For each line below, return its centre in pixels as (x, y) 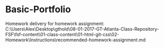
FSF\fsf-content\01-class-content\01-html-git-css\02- (62, 34)
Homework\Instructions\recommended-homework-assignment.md (76, 40)
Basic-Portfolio (38, 9)
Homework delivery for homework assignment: (55, 23)
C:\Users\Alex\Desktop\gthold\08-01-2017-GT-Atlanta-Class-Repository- (82, 29)
